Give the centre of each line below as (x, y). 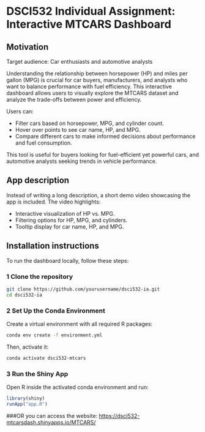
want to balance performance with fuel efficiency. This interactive (89, 86)
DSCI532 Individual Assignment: (91, 11)
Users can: (20, 111)
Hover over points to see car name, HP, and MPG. (78, 130)
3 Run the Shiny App (37, 374)
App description (38, 180)
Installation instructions (53, 246)
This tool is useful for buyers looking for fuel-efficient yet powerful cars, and (103, 155)
